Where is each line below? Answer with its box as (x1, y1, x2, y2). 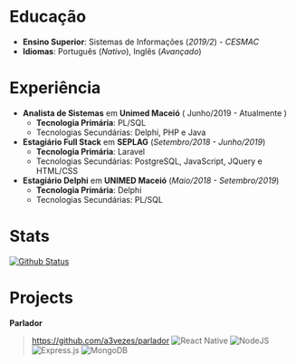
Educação (9, 6, 87, 27)
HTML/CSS (35, 165, 79, 176)
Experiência (9, 78, 101, 99)
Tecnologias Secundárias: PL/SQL (35, 194, 163, 205)
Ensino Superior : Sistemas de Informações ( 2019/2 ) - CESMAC (22, 36, 260, 47)
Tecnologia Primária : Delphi (35, 184, 142, 196)
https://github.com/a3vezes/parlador (31, 335, 170, 346)
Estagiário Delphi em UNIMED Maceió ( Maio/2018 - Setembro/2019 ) (22, 175, 280, 186)
